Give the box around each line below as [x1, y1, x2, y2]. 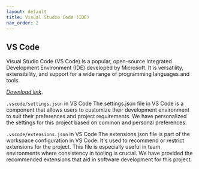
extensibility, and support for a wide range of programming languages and [6, 70, 190, 78]
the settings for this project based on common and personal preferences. [6, 119, 187, 126]
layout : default [6, 8, 47, 15]
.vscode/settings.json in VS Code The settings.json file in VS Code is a [6, 100, 184, 107]
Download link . [6, 88, 43, 96]
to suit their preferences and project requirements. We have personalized [6, 113, 187, 120]
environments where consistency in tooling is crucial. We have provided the [6, 150, 193, 157]
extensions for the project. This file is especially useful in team [6, 143, 161, 150]
